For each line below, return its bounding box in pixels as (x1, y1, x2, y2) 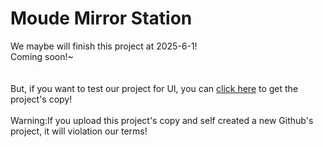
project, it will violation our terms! (10, 125, 148, 137)
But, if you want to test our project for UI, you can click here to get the (10, 82, 299, 94)
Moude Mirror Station (10, 7, 193, 30)
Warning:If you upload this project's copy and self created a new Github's (10, 114, 314, 126)
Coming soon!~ (10, 50, 74, 62)
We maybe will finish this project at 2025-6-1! (10, 40, 198, 52)
